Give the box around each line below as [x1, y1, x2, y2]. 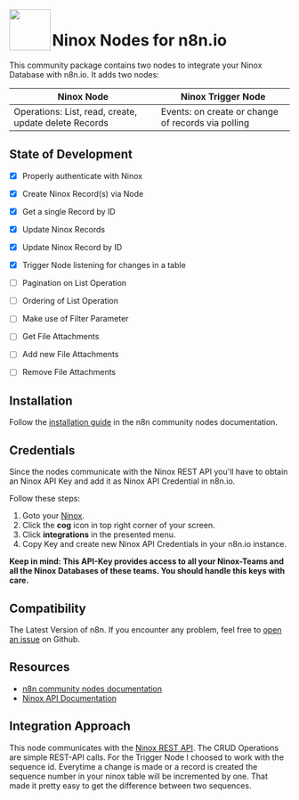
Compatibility [9, 600, 86, 616]
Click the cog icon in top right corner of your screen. [21, 520, 215, 531]
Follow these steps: [9, 494, 80, 504]
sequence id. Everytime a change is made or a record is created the [9, 761, 258, 771]
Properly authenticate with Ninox [21, 170, 143, 181]
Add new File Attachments [21, 349, 119, 360]
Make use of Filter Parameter [21, 314, 129, 324]
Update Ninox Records [21, 224, 105, 234]
